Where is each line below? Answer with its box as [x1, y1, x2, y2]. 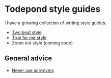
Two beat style [11, 29, 42, 35]
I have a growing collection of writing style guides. [4, 20, 107, 26]
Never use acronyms [11, 67, 54, 73]
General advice [4, 54, 52, 63]
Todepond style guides [4, 3, 101, 15]
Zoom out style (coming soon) [11, 39, 73, 45]
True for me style [11, 35, 47, 40]
